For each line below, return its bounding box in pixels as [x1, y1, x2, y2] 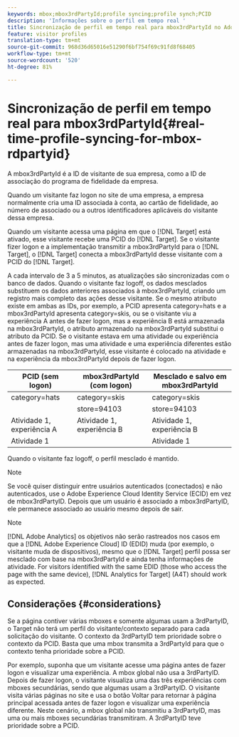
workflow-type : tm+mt [7, 51, 72, 58]
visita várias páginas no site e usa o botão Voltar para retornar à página [7, 691, 217, 700]
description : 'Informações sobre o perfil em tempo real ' [7, 17, 186, 24]
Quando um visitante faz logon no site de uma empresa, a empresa [7, 190, 204, 199]
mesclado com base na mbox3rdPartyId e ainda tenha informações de [7, 555, 213, 563]
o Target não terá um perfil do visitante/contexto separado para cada [7, 624, 210, 633]
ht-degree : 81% [7, 63, 53, 70]
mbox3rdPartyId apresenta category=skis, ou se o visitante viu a [7, 309, 197, 318]
